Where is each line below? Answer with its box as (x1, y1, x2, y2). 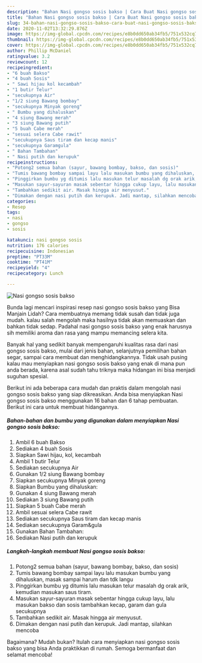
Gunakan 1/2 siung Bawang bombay (15, 470, 105, 477)
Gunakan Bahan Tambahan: (15, 528, 84, 535)
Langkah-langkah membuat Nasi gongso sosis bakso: (7, 548, 146, 555)
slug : (7, 20, 20, 26)
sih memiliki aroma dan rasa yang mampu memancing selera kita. (7, 329, 168, 336)
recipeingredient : (7, 64, 53, 71)
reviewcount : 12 (7, 59, 47, 65)
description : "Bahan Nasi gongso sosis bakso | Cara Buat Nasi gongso (7, 8, 187, 15)
